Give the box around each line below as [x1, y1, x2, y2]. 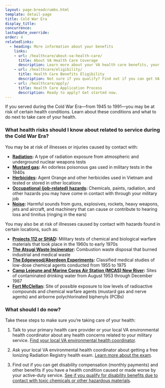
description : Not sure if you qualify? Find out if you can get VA [18, 76, 160, 81]
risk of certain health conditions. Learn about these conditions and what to [5, 109, 157, 115]
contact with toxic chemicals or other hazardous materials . [12, 377, 132, 384]
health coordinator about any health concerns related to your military [12, 332, 152, 338]
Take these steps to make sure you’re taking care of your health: [5, 317, 136, 323]
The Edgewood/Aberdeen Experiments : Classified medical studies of [12, 257, 155, 263]
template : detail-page [5, 12, 52, 17]
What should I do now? [5, 306, 61, 313]
